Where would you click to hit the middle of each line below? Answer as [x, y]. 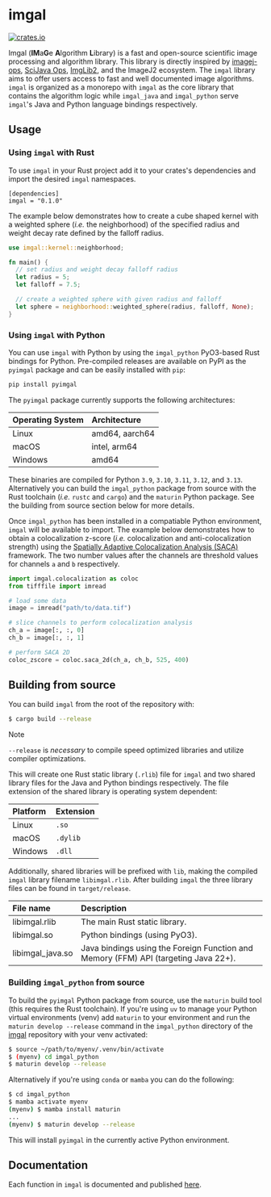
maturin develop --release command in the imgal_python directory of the [131, 1026]
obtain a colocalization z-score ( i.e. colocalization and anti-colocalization [130, 538]
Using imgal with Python [57, 335]
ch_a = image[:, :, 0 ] [46, 630]
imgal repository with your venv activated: [78, 1034]
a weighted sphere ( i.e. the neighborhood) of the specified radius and [124, 224]
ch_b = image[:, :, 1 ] [46, 638]
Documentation [48, 1165]
